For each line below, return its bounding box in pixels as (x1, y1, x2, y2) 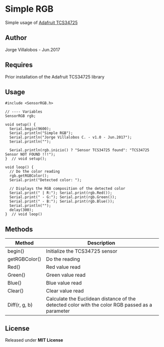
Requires (5, 61, 33, 69)
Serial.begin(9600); (9, 126, 51, 131)
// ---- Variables (5, 109, 42, 114)
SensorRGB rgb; (5, 114, 36, 119)
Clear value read (46, 287, 84, 294)
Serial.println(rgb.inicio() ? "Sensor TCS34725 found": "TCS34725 (9, 148, 150, 153)
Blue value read (46, 280, 82, 286)
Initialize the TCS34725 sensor (46, 248, 118, 255)
